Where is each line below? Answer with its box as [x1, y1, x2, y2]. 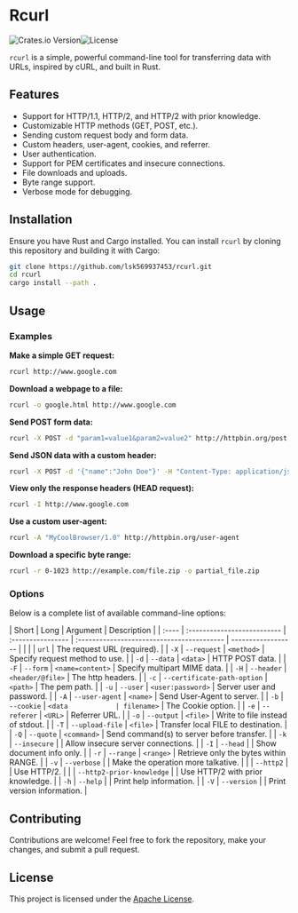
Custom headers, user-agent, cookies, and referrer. [21, 139, 211, 149]
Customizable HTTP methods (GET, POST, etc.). [21, 120, 199, 131]
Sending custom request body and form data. [21, 130, 189, 140]
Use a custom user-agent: [9, 516, 108, 527]
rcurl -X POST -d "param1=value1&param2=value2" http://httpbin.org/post [9, 433, 288, 442]
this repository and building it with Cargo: [9, 245, 161, 256]
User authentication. [21, 148, 98, 159]
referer [9, 711, 38, 720]
